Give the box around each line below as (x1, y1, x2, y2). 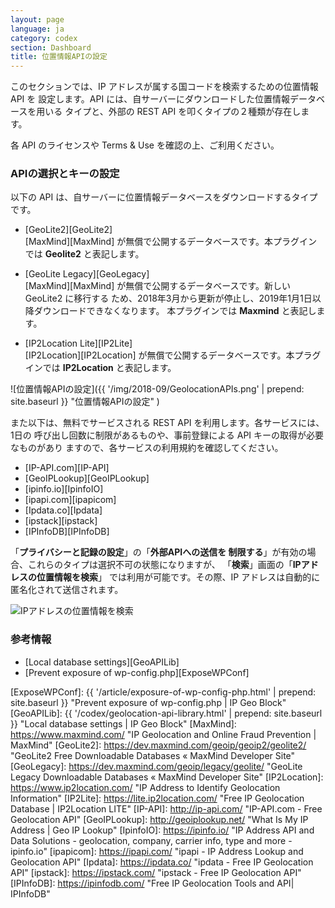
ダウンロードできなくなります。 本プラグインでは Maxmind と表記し (33, 305, 317, 317)
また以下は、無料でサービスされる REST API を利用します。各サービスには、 (10, 417, 325, 429)
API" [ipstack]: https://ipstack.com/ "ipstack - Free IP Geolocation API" (10, 866, 302, 878)
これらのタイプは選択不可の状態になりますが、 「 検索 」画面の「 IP (27, 559, 302, 571)
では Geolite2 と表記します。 (24, 248, 145, 260)
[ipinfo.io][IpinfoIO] (24, 483, 104, 495)
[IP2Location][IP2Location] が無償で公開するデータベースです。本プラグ (24, 349, 322, 361)
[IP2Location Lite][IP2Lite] (24, 337, 133, 350)
